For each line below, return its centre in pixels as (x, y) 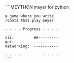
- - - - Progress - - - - (32, 29)
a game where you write (30, 16)
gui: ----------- (32, 42)
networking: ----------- (32, 46)
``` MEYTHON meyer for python (37, 7)
